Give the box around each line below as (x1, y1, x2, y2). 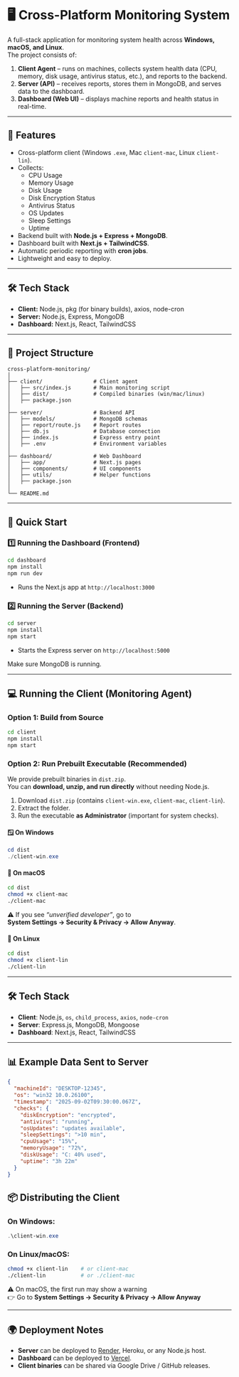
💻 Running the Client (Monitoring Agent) (7, 688, 192, 700)
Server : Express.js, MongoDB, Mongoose (17, 1020, 140, 1029)
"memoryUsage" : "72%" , (20, 1145, 87, 1152)
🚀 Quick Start (7, 516, 68, 528)
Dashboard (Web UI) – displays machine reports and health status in (17, 95, 219, 103)
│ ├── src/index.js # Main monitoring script (7, 385, 171, 392)
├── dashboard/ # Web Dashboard (7, 453, 142, 460)
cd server (7, 619, 37, 627)
